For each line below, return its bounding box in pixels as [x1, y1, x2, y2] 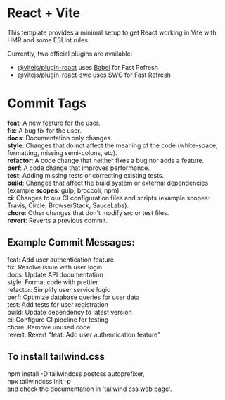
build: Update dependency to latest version [7, 308, 132, 316]
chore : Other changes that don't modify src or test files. [7, 208, 169, 217]
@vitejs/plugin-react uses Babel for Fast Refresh [17, 63, 159, 71]
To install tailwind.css [7, 351, 105, 363]
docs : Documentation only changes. [7, 133, 112, 142]
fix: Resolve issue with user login [7, 262, 103, 271]
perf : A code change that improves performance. [7, 164, 150, 172]
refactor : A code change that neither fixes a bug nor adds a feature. [7, 156, 205, 164]
